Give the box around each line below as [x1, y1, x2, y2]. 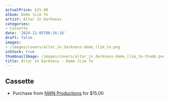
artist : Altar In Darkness [5, 16, 62, 21]
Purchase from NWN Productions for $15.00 [12, 90, 104, 96]
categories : [5, 21, 30, 26]
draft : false [5, 35, 33, 40]
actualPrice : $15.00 [5, 7, 49, 12]
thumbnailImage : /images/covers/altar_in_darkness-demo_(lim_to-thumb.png [5, 53, 165, 59]
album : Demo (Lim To [5, 12, 49, 17]
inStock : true [5, 49, 35, 54]
